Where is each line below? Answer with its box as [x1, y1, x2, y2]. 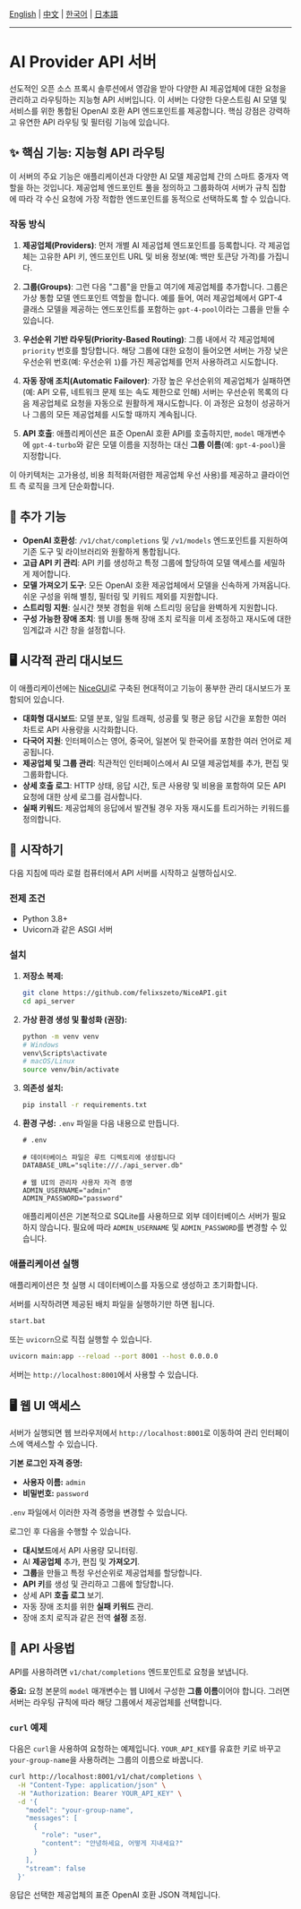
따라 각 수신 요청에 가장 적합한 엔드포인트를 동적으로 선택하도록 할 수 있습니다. [18, 193, 291, 204]
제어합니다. [31, 568, 72, 579]
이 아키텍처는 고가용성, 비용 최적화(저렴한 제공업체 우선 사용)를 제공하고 [9, 469, 260, 480]
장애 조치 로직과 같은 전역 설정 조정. [21, 1612, 147, 1622]
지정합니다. [21, 451, 62, 461]
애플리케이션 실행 [9, 1258, 80, 1270]
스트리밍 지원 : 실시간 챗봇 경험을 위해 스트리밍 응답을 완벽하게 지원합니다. [21, 602, 278, 613]
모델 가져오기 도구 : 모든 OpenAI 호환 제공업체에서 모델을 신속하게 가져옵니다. [21, 580, 291, 590]
